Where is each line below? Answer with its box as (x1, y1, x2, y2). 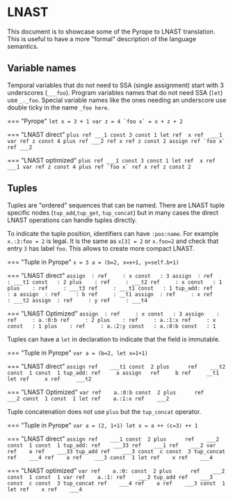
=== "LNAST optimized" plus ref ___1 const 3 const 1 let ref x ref (7, 156, 216, 164)
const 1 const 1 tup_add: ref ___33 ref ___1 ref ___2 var (7, 441, 216, 449)
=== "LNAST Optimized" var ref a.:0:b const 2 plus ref (7, 388, 204, 396)
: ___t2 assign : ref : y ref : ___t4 (7, 297, 148, 304)
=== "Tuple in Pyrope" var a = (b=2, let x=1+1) (7, 348, 148, 357)
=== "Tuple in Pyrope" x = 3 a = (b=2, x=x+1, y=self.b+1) (7, 258, 179, 266)
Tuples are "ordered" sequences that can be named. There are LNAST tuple (7, 200, 225, 209)
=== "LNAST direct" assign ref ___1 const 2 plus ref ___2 (7, 434, 220, 443)
